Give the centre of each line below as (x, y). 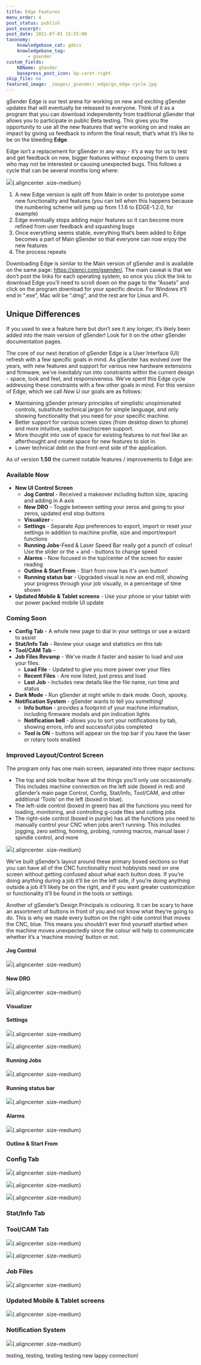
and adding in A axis (49, 501)
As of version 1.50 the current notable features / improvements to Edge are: (100, 459)
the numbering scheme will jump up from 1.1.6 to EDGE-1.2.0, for (94, 207)
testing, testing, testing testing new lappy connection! (73, 1355)
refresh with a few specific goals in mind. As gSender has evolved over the (99, 359)
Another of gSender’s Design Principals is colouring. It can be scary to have (100, 905)
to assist (25, 637)
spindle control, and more (47, 837)
